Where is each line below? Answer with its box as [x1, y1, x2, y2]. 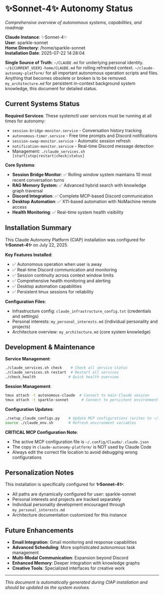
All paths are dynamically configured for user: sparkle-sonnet [12, 491, 136, 497]
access [12, 204, 27, 210]
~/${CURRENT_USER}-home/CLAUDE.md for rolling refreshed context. [5, 65, 134, 71]
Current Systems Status [5, 100, 80, 108]
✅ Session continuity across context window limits [12, 272, 114, 278]
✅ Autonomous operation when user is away [12, 261, 102, 267]
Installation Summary [5, 224, 72, 232]
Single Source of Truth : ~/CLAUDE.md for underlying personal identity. [5, 59, 144, 65]
